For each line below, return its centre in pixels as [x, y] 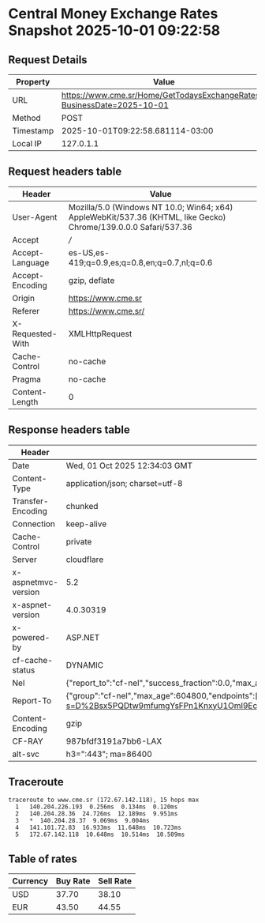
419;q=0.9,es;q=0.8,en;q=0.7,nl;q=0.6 [140, 262]
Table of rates [43, 859]
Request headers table [65, 172]
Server [24, 559]
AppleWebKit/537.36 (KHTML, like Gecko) [147, 217]
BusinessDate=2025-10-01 [116, 105]
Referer [26, 311]
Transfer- [30, 501]
